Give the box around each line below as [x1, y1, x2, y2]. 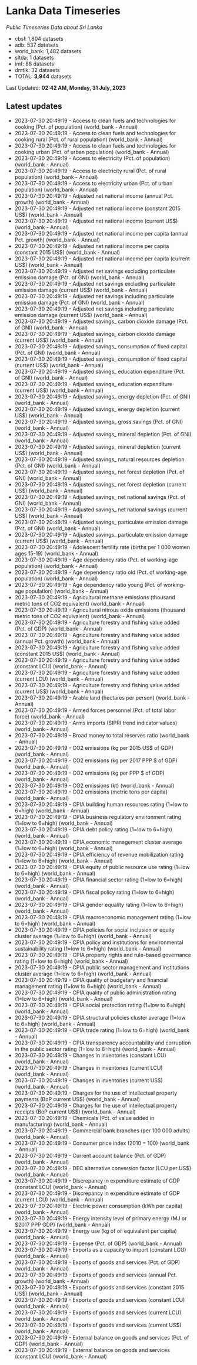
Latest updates [6, 102, 62, 112]
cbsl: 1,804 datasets [14, 35, 64, 42]
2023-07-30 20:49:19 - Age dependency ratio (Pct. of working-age [14, 556, 178, 563]
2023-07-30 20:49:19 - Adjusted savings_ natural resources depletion [14, 456, 185, 463]
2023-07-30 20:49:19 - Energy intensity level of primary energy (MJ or [14, 1214, 187, 1222]
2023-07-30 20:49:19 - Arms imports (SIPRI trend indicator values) [14, 719, 178, 726]
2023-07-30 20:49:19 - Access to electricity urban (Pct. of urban [14, 179, 173, 187]
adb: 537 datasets [14, 41, 59, 48]
